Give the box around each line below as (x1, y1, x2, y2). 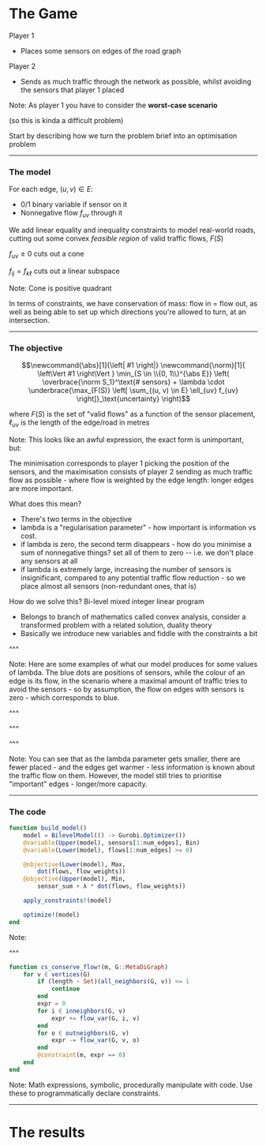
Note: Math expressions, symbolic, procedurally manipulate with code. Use (9, 1080, 253, 1089)
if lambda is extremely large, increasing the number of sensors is (20, 564, 232, 574)
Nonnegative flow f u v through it (20, 208, 123, 219)
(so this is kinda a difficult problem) (9, 115, 124, 125)
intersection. (9, 315, 50, 324)
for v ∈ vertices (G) (23, 970, 91, 979)
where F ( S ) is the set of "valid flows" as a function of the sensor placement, (9, 409, 256, 418)
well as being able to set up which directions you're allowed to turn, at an (9, 307, 247, 316)
